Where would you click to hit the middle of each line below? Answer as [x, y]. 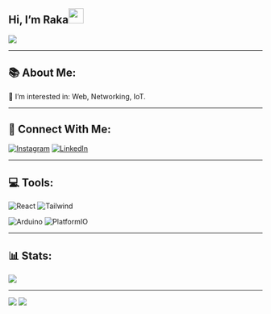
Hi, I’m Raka [38, 20]
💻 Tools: [31, 182]
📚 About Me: [42, 73]
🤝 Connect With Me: [60, 130]
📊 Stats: [30, 255]
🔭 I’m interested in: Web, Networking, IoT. [77, 96]
